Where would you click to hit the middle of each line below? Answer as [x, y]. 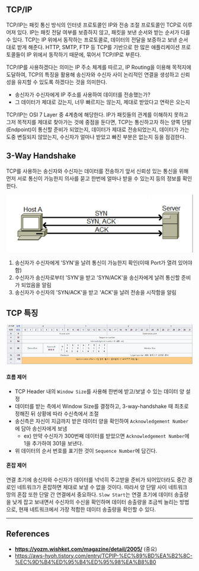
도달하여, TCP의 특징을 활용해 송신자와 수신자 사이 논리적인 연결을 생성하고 [93, 74]
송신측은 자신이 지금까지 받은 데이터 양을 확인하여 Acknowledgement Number [102, 421]
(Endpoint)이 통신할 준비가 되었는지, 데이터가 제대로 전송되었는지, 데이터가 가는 [98, 129]
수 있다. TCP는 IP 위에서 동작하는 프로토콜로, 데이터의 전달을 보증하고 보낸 [92, 39]
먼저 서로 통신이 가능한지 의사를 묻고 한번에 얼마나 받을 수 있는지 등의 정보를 [94, 178]
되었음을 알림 [36, 285]
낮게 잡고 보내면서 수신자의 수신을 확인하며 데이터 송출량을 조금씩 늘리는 [95, 502]
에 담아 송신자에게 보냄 [41, 428]
